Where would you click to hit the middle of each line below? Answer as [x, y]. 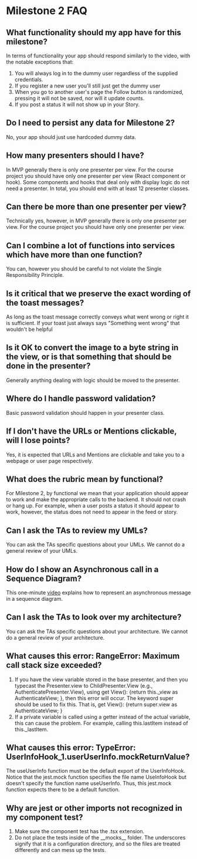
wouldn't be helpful [29, 329]
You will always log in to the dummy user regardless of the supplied [96, 73]
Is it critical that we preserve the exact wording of [98, 294]
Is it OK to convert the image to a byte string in [92, 348]
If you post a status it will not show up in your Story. [77, 104]
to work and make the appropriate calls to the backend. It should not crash [96, 499]
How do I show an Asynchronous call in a [82, 569]
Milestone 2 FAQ [47, 11]
